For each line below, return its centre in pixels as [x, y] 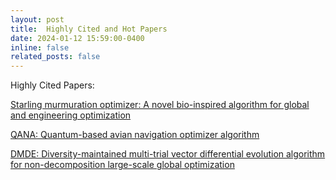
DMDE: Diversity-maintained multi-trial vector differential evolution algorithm [168, 154]
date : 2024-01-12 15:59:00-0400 [77, 38]
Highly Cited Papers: [52, 85]
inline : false [40, 47]
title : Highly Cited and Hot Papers [89, 29]
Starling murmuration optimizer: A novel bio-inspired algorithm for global [160, 105]
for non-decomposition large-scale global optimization [122, 165]
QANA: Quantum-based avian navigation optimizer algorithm [135, 135]
